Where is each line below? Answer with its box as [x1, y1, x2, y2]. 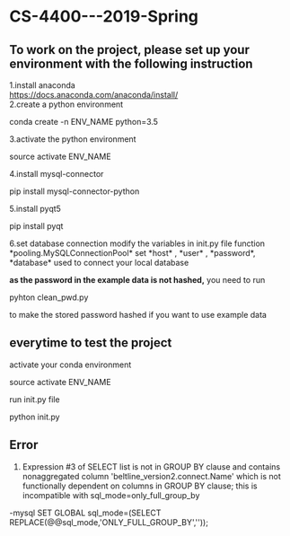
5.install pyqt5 [9, 204, 61, 214]
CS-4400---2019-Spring [9, 6, 199, 27]
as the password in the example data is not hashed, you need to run [9, 275, 266, 285]
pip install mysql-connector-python [9, 186, 140, 197]
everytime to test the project [9, 335, 172, 351]
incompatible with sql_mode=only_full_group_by [22, 489, 200, 500]
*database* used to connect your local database [9, 258, 189, 268]
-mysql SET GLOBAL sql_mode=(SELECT [9, 507, 162, 518]
